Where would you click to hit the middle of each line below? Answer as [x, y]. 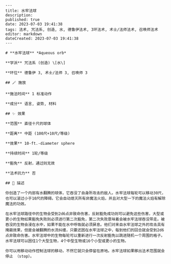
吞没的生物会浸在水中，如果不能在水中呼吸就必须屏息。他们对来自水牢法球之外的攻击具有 [85, 225]
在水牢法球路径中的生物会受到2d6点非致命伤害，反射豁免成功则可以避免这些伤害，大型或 [85, 214]
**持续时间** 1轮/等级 [27, 153]
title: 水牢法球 [21, 11]
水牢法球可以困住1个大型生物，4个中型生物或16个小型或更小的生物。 [67, 241]
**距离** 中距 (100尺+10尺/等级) [38, 134]
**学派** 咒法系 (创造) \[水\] [35, 63]
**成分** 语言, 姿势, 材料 [31, 104]
